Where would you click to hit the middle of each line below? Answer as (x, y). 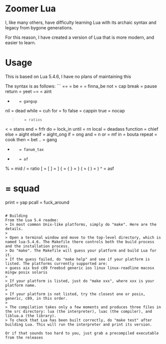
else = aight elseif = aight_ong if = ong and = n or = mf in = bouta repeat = (81, 134)
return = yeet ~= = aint (29, 91)
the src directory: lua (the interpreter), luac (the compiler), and (79, 311)
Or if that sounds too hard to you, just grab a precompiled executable (82, 333)
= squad (22, 189)
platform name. (21, 285)
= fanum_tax (32, 150)
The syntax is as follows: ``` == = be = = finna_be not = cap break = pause (81, 86)
